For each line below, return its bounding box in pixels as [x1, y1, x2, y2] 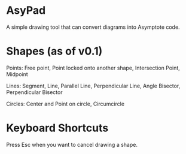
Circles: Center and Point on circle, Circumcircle [6, 100, 124, 107]
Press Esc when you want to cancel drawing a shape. [6, 141, 138, 148]
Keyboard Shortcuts [6, 121, 109, 135]
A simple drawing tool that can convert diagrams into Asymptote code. [6, 23, 181, 31]
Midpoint [6, 70, 28, 78]
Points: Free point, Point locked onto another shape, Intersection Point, [6, 64, 181, 71]
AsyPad [6, 4, 46, 17]
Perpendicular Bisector [6, 88, 63, 96]
